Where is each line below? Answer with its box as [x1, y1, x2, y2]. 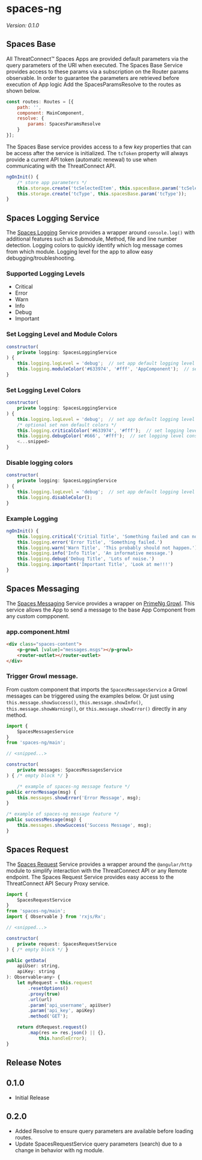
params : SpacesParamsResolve [28, 121, 101, 127]
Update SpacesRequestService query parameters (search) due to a [14, 1140, 182, 1147]
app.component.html [6, 627, 70, 636]
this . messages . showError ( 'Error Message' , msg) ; [17, 794, 141, 801]
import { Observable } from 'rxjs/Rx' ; [6, 913, 106, 920]
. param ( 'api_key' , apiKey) [28, 1008, 96, 1014]
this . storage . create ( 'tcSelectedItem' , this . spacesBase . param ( [17, 185, 179, 191]
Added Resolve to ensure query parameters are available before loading [14, 1127, 194, 1135]
